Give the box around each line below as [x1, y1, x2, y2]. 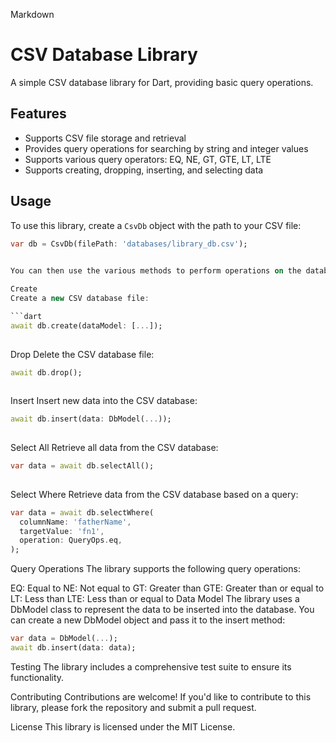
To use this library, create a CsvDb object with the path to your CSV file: [10, 219, 302, 231]
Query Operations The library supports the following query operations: [10, 563, 301, 575]
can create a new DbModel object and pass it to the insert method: [10, 614, 286, 626]
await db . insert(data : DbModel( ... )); [10, 414, 172, 424]
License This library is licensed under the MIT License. [10, 720, 236, 733]
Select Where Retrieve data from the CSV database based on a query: [10, 488, 299, 500]
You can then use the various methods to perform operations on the [10, 266, 302, 276]
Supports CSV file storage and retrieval [24, 132, 187, 144]
